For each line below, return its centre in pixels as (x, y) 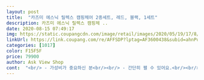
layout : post (23, 12)
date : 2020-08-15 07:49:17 (40, 29)
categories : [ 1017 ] (31, 46)
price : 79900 (23, 57)
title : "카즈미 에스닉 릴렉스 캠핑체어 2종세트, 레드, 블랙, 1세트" (82, 17)
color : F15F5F (24, 51)
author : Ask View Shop (35, 62)
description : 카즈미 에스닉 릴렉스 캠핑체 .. (57, 23)
